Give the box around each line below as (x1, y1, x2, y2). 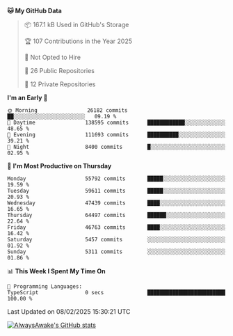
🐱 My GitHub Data (7, 7, 63, 15)
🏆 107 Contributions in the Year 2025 (24, 37, 132, 45)
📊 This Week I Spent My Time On (7, 267, 106, 275)
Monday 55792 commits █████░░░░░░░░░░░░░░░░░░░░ (7, 175, 226, 182)
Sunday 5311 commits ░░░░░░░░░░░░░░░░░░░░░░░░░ (7, 248, 226, 255)
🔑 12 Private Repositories (24, 80, 96, 88)
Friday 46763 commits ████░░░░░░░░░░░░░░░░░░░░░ (7, 224, 226, 231)
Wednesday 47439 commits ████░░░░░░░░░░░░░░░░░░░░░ (7, 200, 226, 207)
